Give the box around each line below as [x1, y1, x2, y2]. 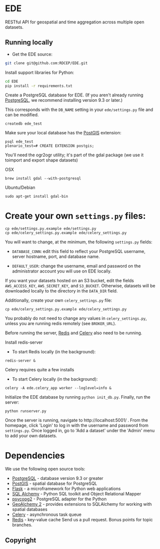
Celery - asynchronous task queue [12, 512, 81, 517]
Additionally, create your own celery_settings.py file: [5, 297, 112, 303]
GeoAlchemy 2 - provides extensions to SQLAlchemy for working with [12, 501, 152, 507]
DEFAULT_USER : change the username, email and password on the [12, 263, 141, 269]
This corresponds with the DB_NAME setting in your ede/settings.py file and [5, 107, 154, 112]
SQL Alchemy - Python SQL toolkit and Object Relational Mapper [12, 491, 142, 497]
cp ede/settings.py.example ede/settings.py [5, 226, 96, 231]
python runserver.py [5, 409, 47, 414]
